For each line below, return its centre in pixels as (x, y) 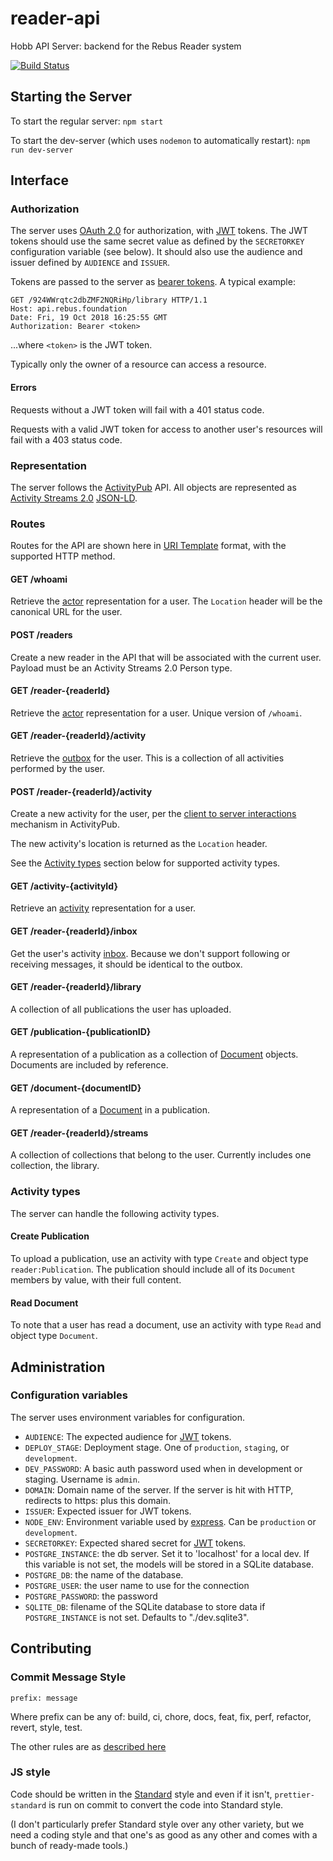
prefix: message (44, 1698)
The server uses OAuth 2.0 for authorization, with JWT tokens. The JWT (159, 231)
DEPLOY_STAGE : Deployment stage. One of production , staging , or (157, 1447)
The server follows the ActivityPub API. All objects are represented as (153, 487)
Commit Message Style (68, 1677)
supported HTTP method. (63, 556)
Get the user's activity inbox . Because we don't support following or (150, 953)
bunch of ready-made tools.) (69, 1845)
